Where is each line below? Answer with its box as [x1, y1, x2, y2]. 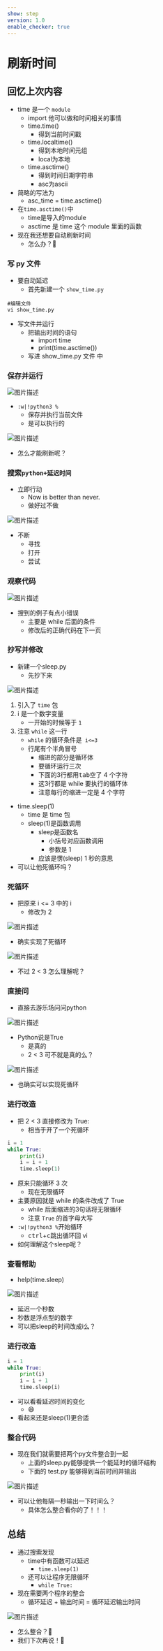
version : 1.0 [7, 17, 45, 24]
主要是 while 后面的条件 [27, 617, 96, 625]
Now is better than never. [27, 493, 100, 502]
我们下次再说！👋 [17, 1636, 65, 1645]
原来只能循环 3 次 [17, 1179, 68, 1188]
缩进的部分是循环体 [38, 752, 94, 762]
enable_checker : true [7, 23, 70, 30]
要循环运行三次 [38, 762, 81, 770]
